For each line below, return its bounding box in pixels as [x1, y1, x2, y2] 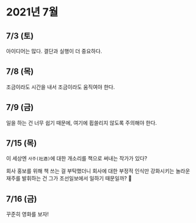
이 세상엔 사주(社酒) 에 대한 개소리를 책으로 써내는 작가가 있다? [6, 155, 148, 162]
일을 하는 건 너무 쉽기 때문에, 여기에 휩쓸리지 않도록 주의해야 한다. [6, 119, 158, 126]
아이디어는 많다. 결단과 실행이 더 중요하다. [6, 48, 102, 54]
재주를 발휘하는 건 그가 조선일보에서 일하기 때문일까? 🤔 [6, 175, 132, 182]
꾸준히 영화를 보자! [6, 211, 49, 218]
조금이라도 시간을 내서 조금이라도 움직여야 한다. [6, 83, 115, 91]
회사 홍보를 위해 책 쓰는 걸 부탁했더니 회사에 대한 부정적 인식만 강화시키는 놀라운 [6, 167, 191, 174]
